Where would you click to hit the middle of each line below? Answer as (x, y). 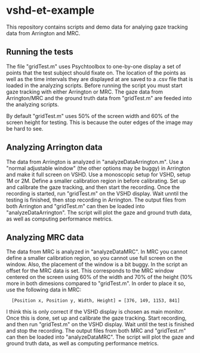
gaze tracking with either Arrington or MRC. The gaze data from (84, 92)
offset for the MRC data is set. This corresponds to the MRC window (90, 271)
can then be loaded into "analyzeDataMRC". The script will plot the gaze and (100, 337)
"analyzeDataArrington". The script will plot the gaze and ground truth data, (99, 212)
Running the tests (40, 52)
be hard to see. (25, 128)
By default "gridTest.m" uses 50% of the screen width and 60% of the (93, 116)
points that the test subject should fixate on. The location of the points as (96, 73)
